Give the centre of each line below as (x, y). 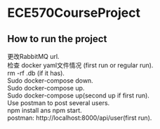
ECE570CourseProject (74, 13)
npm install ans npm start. (45, 110)
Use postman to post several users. (59, 103)
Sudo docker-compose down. (50, 81)
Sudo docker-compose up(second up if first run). (78, 95)
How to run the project (57, 39)
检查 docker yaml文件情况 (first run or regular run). (80, 65)
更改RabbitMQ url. (33, 56)
